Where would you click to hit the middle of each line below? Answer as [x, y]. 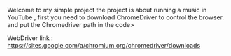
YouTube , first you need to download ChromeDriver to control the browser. [116, 17]
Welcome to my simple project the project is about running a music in [107, 10]
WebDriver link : [30, 38]
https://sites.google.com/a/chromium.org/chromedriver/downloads [104, 45]
